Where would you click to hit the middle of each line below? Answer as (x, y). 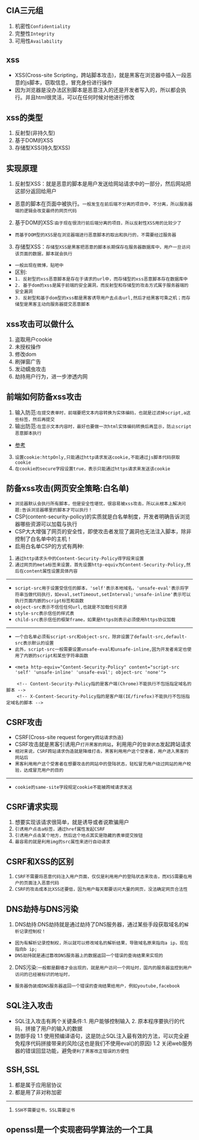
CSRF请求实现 (32, 806)
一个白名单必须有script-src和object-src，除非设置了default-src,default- (101, 636)
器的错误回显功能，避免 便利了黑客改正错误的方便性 (72, 1050)
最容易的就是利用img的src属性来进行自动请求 (62, 842)
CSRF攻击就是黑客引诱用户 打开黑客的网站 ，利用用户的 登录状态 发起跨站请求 (103, 744)
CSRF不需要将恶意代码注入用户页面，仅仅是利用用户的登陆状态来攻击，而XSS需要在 (101, 877)
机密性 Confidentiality (43, 26)
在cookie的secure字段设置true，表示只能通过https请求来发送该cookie (92, 469)
